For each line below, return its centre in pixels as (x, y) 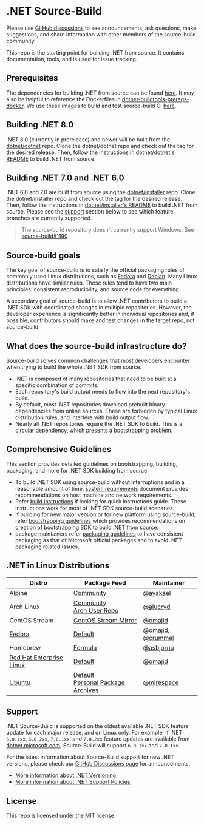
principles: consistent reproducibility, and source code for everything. (93, 289)
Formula (85, 647)
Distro (38, 582)
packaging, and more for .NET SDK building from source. (77, 470)
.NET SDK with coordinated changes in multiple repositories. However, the (99, 308)
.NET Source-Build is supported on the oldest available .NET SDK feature (97, 726)
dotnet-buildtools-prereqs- (155, 99)
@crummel (158, 638)
